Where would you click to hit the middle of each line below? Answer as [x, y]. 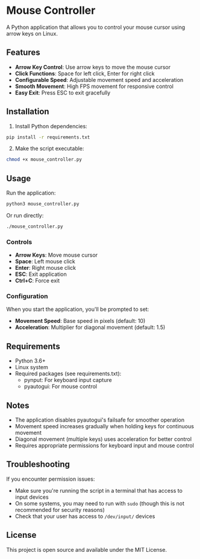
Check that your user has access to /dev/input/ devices [85, 516]
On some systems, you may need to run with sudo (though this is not [100, 503]
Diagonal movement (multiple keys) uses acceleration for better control [103, 439]
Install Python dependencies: [51, 126]
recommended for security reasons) [60, 510]
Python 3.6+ [30, 361]
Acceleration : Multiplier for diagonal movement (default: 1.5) [90, 327]
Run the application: [31, 193]
